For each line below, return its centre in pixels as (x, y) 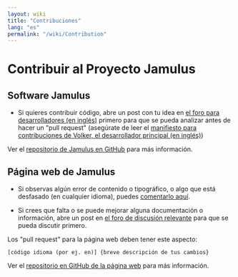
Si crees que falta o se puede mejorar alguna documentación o (110, 211)
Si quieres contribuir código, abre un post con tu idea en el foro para (119, 113)
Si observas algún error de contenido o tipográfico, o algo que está (116, 189)
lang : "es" (24, 27)
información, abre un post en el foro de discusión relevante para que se (123, 218)
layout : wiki (27, 14)
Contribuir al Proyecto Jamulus (101, 69)
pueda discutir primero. (52, 226)
